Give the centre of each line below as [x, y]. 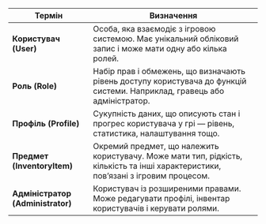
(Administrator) [42, 203]
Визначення [173, 15]
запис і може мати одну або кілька [160, 49]
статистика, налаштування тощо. [156, 133]
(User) [25, 49]
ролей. [106, 58]
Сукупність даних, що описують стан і [167, 114]
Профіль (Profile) [46, 123]
